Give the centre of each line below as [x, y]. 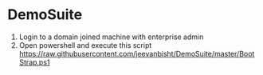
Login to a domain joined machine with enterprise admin [111, 37]
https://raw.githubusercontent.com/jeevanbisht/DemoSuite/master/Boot [137, 53]
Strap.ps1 [34, 62]
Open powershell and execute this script [85, 45]
